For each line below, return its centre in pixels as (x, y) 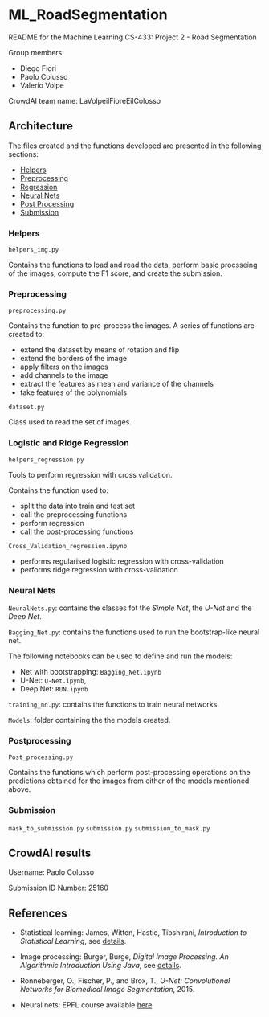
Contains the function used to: (58, 490)
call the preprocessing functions (73, 514)
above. (20, 789)
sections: (23, 154)
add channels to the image (64, 375)
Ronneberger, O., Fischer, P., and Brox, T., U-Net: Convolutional (125, 981)
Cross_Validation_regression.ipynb (68, 546)
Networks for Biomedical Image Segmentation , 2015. (107, 990)
